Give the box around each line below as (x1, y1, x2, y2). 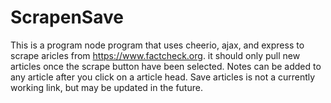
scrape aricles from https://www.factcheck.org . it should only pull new (10, 49, 301, 61)
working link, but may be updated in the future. (10, 81, 203, 93)
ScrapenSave (10, 6, 124, 29)
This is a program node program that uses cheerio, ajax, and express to (10, 39, 305, 51)
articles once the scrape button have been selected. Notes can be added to (10, 60, 322, 72)
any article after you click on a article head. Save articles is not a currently (10, 71, 316, 83)
